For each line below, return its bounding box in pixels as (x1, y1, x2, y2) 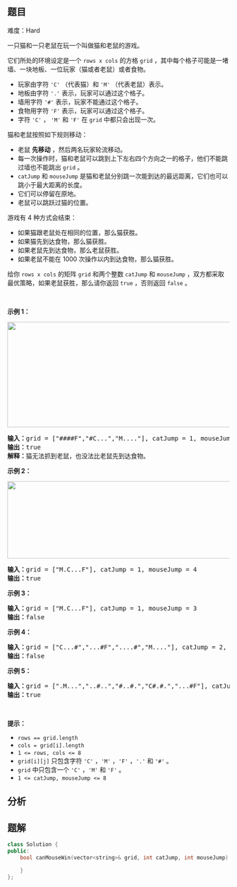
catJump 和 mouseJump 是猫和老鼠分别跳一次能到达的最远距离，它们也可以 (17, 172, 229, 180)
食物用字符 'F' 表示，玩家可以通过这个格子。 (17, 106, 149, 114)
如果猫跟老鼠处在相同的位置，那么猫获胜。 (17, 228, 142, 237)
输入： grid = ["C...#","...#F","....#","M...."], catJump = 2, (7, 643, 227, 651)
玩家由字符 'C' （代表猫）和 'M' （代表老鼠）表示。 (17, 80, 168, 88)
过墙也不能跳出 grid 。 (17, 162, 84, 171)
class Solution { (7, 841, 59, 848)
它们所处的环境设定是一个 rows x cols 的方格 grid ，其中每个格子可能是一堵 (7, 56, 229, 64)
